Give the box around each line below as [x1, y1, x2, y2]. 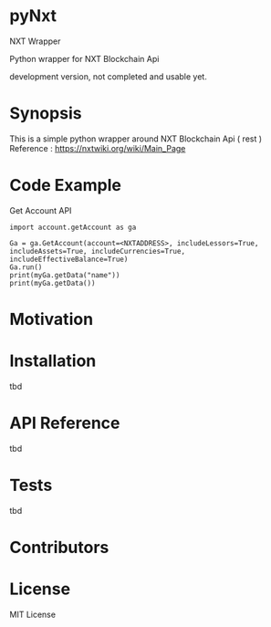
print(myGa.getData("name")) [9, 270, 120, 279]
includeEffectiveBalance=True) [9, 255, 129, 264]
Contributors [9, 538, 109, 558]
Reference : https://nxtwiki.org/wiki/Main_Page [9, 142, 186, 153]
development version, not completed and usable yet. [9, 70, 207, 82]
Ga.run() [9, 262, 43, 272]
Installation [9, 350, 97, 371]
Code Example [9, 175, 121, 196]
